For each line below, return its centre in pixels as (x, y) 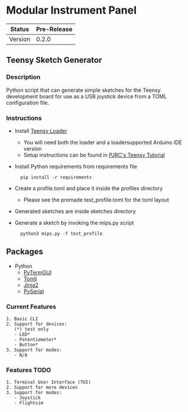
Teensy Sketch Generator (54, 60)
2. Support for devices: (37, 324)
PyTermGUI (38, 272)
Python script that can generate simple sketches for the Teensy (83, 90)
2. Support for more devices (42, 388)
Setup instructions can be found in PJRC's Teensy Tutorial (94, 155)
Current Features (31, 306)
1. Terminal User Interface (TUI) (49, 382)
